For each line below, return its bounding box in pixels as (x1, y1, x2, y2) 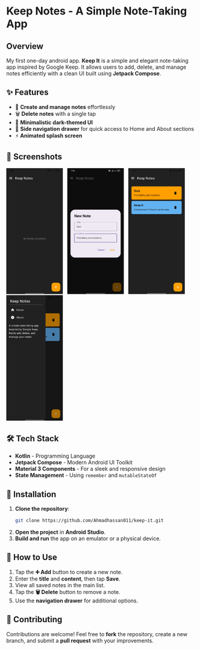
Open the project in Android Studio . (14, 528, 106, 535)
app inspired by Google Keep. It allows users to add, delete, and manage (6, 63, 187, 71)
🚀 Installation (6, 489, 57, 499)
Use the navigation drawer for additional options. (14, 597, 139, 604)
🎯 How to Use (6, 552, 57, 563)
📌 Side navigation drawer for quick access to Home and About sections (14, 125, 195, 132)
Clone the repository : (14, 505, 70, 513)
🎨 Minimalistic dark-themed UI (14, 119, 93, 126)
